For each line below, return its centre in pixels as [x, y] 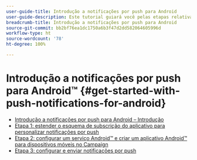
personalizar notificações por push [57, 132]
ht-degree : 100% [26, 45]
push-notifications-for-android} [86, 103]
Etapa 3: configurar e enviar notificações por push [75, 151]
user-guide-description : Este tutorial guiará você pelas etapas [87, 17]
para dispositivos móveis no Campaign [61, 144]
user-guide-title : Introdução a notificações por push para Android [91, 11]
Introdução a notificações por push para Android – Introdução [89, 119]
